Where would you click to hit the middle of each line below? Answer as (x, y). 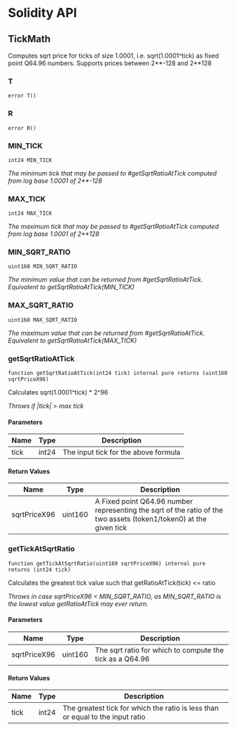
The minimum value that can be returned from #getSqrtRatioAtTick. (105, 279)
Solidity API (43, 13)
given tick (111, 528)
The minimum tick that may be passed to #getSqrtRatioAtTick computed (112, 173)
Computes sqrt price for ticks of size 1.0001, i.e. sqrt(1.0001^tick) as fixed (113, 55)
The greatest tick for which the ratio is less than (141, 709)
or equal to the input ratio (104, 717)
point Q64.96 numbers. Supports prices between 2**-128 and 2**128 (110, 63)
